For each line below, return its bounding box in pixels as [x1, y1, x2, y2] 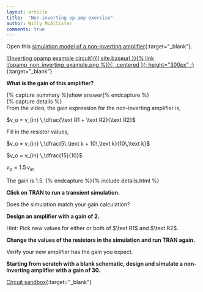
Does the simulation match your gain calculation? [6, 201, 130, 208]
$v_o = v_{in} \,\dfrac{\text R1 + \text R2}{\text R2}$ [6, 116, 136, 124]
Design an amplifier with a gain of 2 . [6, 212, 100, 220]
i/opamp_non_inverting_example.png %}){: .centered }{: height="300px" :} [6, 61, 194, 69]
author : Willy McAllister [6, 20, 72, 26]
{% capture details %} [6, 98, 62, 105]
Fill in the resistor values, [6, 128, 69, 135]
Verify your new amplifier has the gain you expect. [6, 249, 133, 256]
